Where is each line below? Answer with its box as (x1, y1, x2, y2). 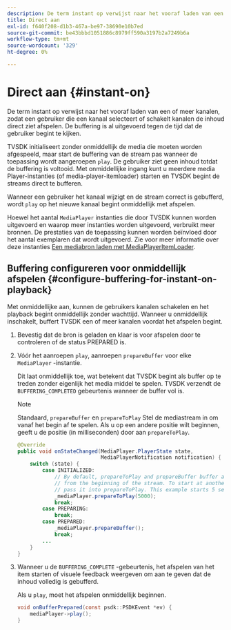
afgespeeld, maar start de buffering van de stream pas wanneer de (7, 150, 198, 158)
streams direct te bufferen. (7, 179, 83, 187)
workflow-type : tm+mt (7, 36, 70, 43)
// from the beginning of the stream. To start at (54, 480, 203, 486)
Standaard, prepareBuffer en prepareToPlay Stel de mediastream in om (17, 413, 219, 422)
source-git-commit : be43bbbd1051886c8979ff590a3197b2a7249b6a (7, 29, 190, 37)
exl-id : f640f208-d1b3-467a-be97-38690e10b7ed (7, 23, 143, 30)
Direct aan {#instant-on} (7, 84, 150, 100)
